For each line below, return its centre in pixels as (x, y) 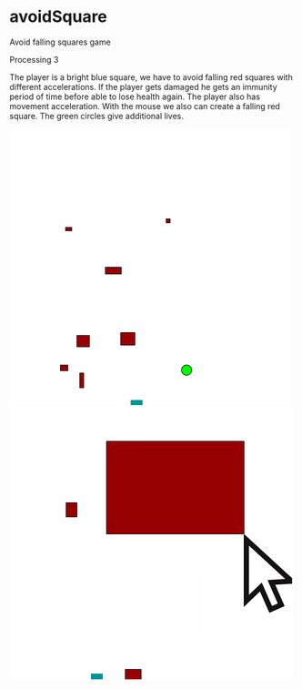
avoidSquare (58, 17)
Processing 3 (34, 59)
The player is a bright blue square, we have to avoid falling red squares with (151, 77)
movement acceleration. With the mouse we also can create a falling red (145, 106)
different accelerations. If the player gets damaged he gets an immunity (143, 86)
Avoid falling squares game (60, 42)
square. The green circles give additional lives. (97, 116)
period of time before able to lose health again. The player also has (135, 96)
